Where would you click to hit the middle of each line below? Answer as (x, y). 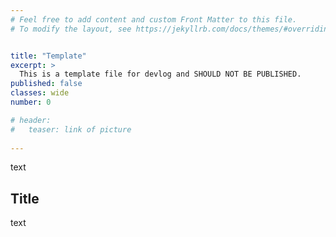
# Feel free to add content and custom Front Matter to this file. (154, 19)
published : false (46, 84)
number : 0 (31, 102)
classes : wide (40, 93)
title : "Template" (48, 56)
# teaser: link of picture (71, 129)
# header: (31, 120)
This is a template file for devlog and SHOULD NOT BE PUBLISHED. (160, 74)
